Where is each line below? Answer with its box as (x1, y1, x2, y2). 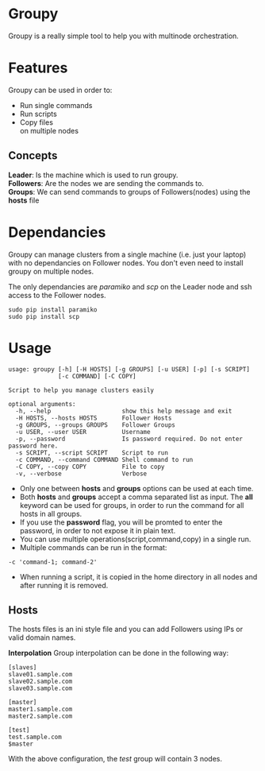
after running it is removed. (19, 580, 109, 590)
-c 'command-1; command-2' (8, 558, 98, 566)
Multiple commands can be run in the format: (19, 542, 167, 552)
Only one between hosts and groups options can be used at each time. (19, 483, 254, 493)
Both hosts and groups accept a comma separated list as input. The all (19, 492, 253, 502)
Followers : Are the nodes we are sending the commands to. (8, 178, 205, 188)
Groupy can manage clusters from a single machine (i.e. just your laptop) (8, 250, 247, 259)
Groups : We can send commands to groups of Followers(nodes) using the (8, 187, 251, 196)
